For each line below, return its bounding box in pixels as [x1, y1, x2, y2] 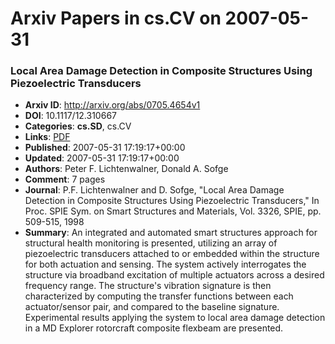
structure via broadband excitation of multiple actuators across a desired [24, 269, 325, 281]
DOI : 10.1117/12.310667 [24, 110, 117, 122]
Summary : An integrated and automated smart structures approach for [24, 227, 318, 239]
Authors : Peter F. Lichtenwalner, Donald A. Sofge [24, 163, 229, 175]
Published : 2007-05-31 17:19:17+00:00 [24, 142, 186, 154]
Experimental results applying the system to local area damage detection [24, 312, 326, 324]
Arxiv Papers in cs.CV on [10, 7, 222, 30]
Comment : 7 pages [24, 173, 106, 186]
